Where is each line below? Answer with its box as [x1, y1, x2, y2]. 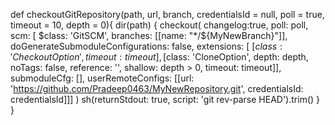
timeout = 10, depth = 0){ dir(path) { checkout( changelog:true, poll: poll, [10, 19, 309, 31]
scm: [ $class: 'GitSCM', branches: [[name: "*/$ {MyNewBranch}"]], [10, 30, 288, 41]
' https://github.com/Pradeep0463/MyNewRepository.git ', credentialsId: [10, 83, 304, 94]
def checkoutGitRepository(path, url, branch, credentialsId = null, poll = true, [10, 9, 325, 20]
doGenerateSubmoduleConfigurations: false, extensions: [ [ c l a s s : [10, 40, 283, 52]
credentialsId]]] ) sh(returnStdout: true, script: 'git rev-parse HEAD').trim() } [10, 94, 321, 105]
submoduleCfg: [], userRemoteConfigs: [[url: [10, 72, 195, 84]
